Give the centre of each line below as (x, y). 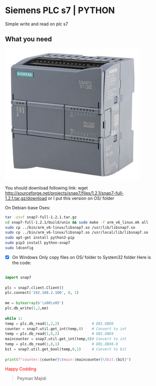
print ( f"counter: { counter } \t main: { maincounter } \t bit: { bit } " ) (68, 359)
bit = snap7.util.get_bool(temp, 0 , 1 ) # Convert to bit (66, 349)
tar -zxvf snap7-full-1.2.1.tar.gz (41, 217)
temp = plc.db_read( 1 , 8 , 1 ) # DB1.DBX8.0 (62, 344)
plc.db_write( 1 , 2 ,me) (27, 308)
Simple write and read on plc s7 (37, 24)
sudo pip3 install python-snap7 (38, 243)
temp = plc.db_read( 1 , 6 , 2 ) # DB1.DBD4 (59, 334)
